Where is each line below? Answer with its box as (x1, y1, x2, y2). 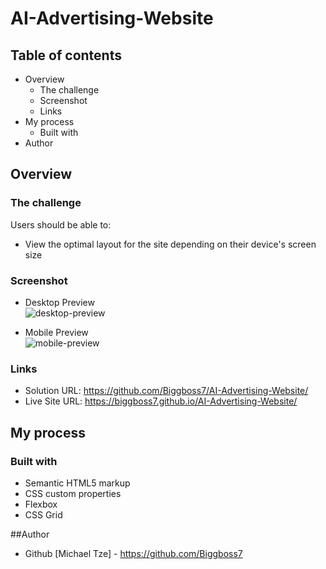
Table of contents (10, 47, 122, 64)
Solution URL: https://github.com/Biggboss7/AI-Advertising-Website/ (24, 385, 309, 397)
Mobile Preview (24, 326, 89, 338)
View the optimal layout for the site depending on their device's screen (24, 238, 317, 250)
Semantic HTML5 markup (24, 477, 131, 489)
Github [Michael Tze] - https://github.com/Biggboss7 (24, 547, 243, 559)
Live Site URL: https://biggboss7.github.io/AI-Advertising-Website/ (24, 395, 298, 407)
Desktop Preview (24, 296, 95, 308)
